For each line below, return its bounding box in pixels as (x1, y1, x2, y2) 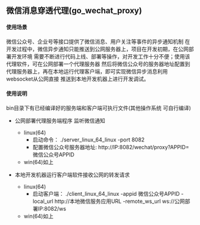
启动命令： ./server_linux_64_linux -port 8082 (32, 136, 145, 143)
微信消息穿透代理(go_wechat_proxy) (6, 5, 142, 16)
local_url (32, 198, 54, 205)
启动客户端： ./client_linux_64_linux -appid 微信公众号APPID (32, 190, 180, 197)
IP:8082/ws (37, 205, 67, 212)
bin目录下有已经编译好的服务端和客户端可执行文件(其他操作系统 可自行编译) (6, 104, 192, 112)
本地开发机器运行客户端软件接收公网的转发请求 (14, 171, 130, 178)
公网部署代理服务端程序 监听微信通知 (14, 117, 105, 124)
